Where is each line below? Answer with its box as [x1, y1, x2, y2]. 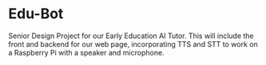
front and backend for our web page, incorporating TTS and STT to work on [8, 39, 258, 48]
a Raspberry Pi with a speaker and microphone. [8, 48, 165, 57]
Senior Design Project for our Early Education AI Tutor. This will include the [8, 31, 254, 40]
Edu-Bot [8, 5, 64, 23]
